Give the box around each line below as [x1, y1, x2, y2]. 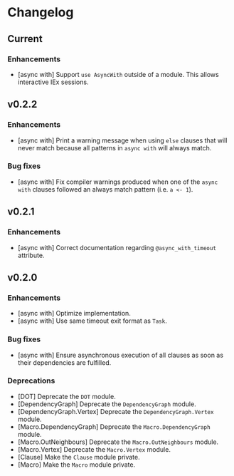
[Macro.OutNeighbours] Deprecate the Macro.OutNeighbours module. [17, 438, 219, 446]
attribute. [17, 251, 45, 259]
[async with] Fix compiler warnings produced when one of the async [17, 177, 218, 186]
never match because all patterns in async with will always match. [17, 143, 212, 152]
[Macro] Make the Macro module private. [17, 460, 136, 469]
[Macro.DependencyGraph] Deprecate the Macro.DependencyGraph [17, 422, 211, 431]
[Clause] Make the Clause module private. [17, 452, 140, 461]
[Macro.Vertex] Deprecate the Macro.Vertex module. [17, 445, 171, 453]
